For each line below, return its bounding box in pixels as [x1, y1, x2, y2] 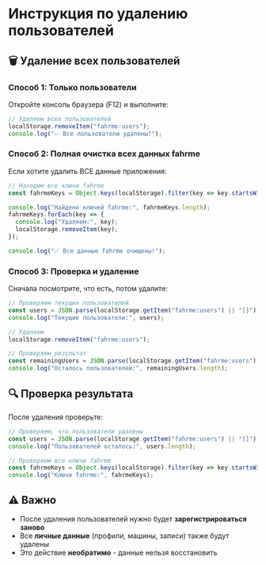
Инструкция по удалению [8, 5, 188, 23]
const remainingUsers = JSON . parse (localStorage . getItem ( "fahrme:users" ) [8, 357, 257, 365]
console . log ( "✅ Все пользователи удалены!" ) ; [8, 130, 162, 138]
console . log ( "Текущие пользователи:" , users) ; [8, 313, 165, 321]
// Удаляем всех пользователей [8, 115, 112, 123]
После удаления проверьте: [8, 412, 103, 422]
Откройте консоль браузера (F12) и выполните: [8, 100, 169, 109]
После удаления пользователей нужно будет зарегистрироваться [19, 514, 247, 523]
